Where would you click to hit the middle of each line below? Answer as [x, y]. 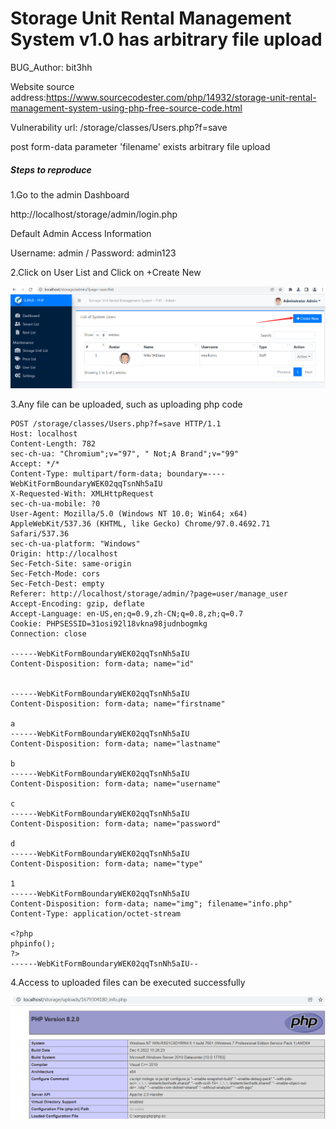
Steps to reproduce [51, 169]
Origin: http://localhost [64, 554]
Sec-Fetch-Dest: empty [57, 584]
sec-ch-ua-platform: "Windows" [75, 544]
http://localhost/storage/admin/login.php [94, 214]
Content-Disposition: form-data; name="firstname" [118, 704]
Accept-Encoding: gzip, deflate [77, 604]
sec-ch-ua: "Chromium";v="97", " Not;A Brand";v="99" [125, 454]
